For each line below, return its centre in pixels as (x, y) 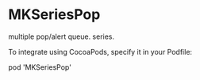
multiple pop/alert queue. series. (62, 36)
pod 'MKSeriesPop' (40, 67)
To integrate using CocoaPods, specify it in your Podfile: (100, 51)
